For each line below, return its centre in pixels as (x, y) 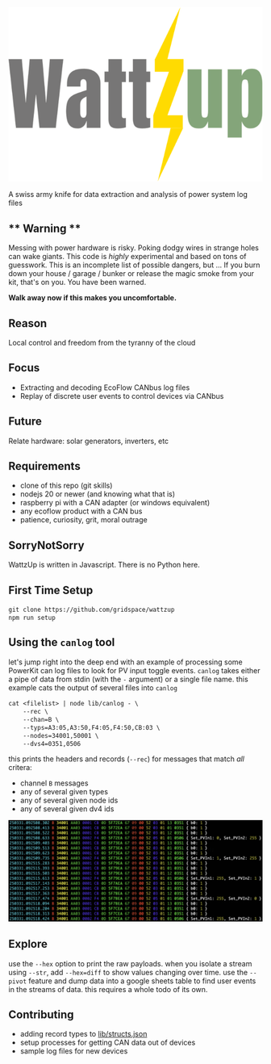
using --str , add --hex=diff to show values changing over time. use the (128, 972)
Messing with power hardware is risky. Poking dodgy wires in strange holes (134, 248)
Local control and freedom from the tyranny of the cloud (102, 343)
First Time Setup (51, 590)
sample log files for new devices (74, 1051)
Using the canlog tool (62, 642)
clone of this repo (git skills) (66, 486)
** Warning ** (45, 228)
